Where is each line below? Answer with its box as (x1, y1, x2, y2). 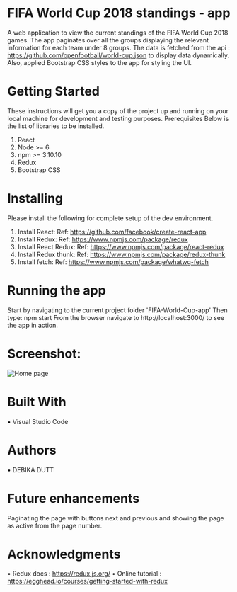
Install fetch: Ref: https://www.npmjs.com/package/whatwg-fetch (17, 257, 209, 266)
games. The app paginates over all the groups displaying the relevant (7, 35, 209, 44)
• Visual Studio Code (7, 417, 69, 426)
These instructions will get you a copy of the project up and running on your (7, 106, 229, 115)
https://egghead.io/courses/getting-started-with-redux (7, 577, 168, 586)
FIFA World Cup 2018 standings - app (7, 5, 231, 21)
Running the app (7, 283, 106, 298)
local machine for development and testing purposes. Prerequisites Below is (7, 114, 229, 123)
